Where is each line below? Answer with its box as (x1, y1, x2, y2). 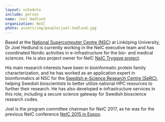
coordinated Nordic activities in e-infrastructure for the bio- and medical (5, 50, 153, 56)
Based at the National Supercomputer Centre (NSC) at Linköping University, (5, 39, 160, 45)
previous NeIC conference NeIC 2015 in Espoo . (5, 111, 102, 117)
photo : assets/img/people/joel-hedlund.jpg (5, 26, 97, 31)
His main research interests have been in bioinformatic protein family (5, 65, 146, 71)
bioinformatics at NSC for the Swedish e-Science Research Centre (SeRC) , (5, 75, 158, 81)
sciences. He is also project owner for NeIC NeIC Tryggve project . (5, 55, 141, 61)
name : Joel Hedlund (5, 16, 46, 21)
